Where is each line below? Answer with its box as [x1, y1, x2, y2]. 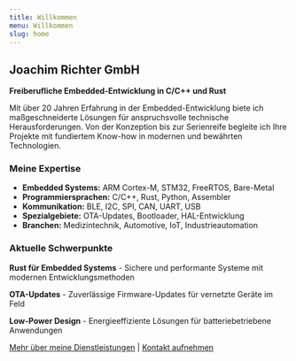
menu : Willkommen [9, 21, 74, 30]
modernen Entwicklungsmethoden [9, 272, 136, 282]
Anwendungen [9, 325, 63, 335]
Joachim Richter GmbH [9, 62, 140, 77]
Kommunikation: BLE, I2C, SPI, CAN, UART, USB [21, 201, 201, 212]
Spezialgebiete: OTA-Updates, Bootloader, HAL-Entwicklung [21, 211, 245, 221]
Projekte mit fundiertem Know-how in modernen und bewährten [9, 131, 243, 142]
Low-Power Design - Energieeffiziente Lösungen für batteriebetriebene [9, 315, 272, 326]
